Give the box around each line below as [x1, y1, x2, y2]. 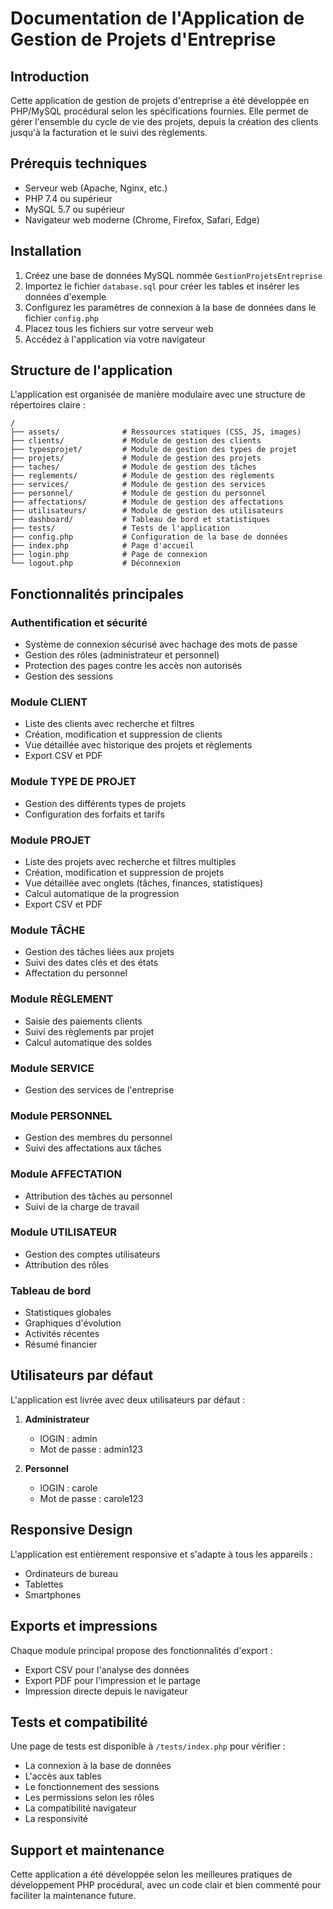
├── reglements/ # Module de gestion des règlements [10, 471, 275, 481]
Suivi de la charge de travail [24, 1200, 140, 1212]
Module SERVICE [10, 1061, 95, 1075]
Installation [10, 243, 82, 260]
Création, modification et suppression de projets [24, 867, 225, 879]
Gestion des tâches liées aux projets [24, 946, 175, 958]
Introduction [10, 68, 90, 85]
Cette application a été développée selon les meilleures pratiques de [10, 1868, 293, 1881]
